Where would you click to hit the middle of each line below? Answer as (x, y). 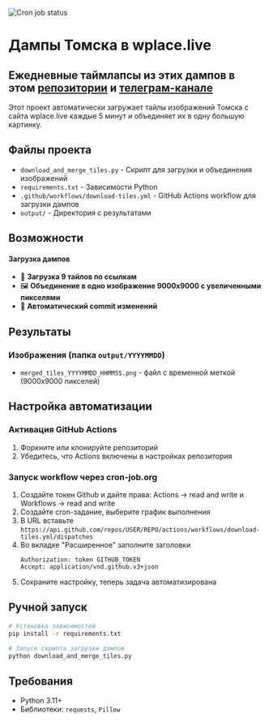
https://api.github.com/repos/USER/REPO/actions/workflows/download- (140, 530)
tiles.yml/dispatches (56, 537)
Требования (41, 681)
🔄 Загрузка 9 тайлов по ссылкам (79, 277)
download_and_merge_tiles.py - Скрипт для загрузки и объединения (136, 170)
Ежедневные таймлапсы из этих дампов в (122, 75)
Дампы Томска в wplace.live (110, 45)
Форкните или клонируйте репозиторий (89, 447)
